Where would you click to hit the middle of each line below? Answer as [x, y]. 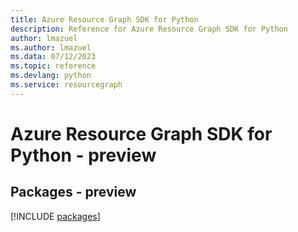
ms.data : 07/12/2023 [53, 57]
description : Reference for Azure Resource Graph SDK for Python [149, 29]
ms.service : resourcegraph [66, 85]
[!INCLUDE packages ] [55, 216]
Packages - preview [73, 192]
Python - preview [83, 155]
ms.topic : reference [53, 66]
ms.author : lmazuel [51, 47]
